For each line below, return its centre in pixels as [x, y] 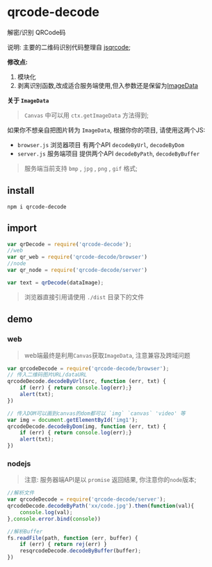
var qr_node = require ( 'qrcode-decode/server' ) [78, 270]
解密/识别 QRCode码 [36, 32]
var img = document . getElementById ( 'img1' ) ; [73, 420]
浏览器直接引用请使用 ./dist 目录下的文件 [84, 296]
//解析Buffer [25, 531]
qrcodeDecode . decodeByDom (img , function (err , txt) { [87, 426]
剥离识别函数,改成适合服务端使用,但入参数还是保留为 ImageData [107, 85]
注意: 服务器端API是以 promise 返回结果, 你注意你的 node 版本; [110, 480]
